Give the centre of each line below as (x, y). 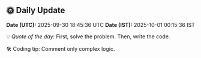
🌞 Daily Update (36, 10)
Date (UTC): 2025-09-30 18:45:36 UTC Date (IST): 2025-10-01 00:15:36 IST (100, 25)
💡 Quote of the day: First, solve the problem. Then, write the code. (88, 36)
